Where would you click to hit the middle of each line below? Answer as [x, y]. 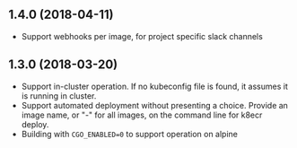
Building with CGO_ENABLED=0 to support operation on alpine [130, 134]
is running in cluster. [59, 96]
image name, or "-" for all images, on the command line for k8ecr [142, 115]
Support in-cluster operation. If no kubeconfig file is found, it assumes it [154, 86]
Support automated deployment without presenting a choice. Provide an [155, 105]
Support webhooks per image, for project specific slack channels [142, 36]
